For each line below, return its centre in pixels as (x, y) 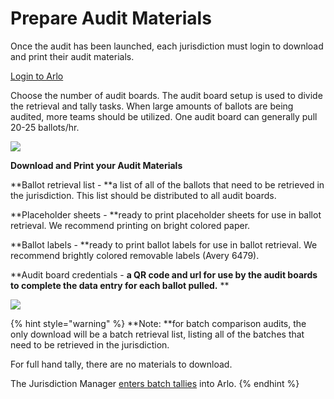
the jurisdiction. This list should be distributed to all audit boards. (143, 195)
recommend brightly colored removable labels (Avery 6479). (135, 255)
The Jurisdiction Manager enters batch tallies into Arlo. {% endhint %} (155, 383)
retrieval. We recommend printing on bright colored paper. (130, 225)
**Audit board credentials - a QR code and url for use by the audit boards (164, 274)
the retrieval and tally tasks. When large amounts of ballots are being (152, 106)
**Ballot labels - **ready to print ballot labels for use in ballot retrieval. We (164, 244)
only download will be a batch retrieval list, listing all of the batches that (157, 334)
